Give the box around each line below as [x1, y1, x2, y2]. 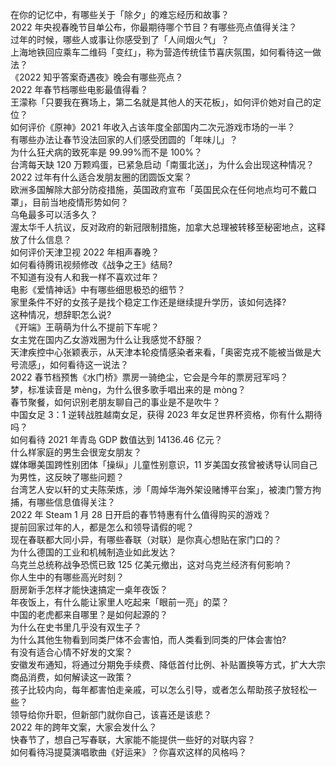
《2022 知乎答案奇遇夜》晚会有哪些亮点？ [10, 71, 184, 83]
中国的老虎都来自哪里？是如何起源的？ [10, 609, 168, 620]
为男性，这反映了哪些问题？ [10, 471, 125, 483]
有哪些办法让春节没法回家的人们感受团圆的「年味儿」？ [10, 134, 238, 145]
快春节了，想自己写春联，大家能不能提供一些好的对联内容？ [10, 734, 256, 745]
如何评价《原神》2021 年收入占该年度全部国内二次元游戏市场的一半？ [10, 121, 296, 133]
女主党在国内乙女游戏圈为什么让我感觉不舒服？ [10, 334, 203, 345]
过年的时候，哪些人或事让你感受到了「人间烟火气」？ [10, 34, 230, 45]
